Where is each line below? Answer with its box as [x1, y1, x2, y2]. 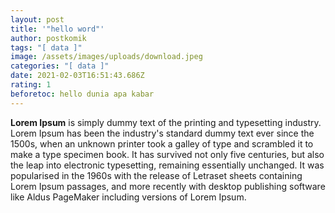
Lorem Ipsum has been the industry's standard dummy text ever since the [10, 127, 315, 139]
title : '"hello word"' [10, 24, 105, 34]
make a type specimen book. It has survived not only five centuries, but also [10, 148, 325, 160]
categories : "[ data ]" [10, 61, 110, 71]
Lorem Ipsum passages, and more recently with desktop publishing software [10, 180, 326, 192]
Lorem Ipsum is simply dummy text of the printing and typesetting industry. [10, 116, 322, 128]
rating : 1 [10, 80, 52, 90]
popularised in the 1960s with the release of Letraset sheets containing [10, 169, 303, 181]
